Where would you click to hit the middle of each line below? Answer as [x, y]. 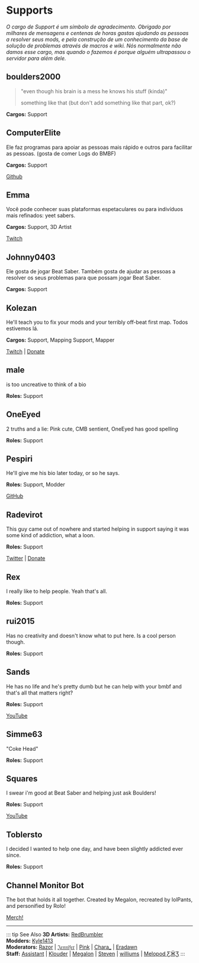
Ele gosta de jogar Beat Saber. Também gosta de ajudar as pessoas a [91, 272]
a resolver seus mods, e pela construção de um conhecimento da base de [97, 39]
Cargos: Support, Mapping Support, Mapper [60, 340]
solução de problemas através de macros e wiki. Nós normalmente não [94, 46]
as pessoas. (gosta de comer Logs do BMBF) [61, 153]
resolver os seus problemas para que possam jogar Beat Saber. [84, 278]
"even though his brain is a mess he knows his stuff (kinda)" [94, 91]
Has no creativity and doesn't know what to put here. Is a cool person [91, 636]
